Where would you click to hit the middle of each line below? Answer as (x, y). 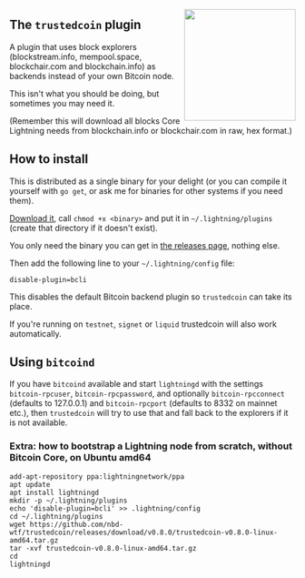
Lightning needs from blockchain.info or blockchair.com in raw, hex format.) (151, 130)
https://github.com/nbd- (77, 524)
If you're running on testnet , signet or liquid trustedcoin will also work (143, 324)
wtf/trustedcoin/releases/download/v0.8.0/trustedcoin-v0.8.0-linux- (144, 532)
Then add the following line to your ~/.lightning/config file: (122, 263)
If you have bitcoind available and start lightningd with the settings (136, 384)
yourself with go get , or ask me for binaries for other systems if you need (146, 190)
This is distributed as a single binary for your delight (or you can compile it (148, 181)
